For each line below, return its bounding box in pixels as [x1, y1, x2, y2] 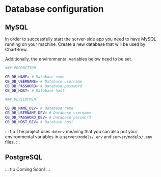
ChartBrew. [5, 47, 28, 52]
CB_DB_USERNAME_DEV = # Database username [5, 111, 91, 116]
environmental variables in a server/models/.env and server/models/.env [5, 134, 153, 140]
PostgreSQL [5, 153, 43, 162]
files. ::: [5, 139, 20, 145]
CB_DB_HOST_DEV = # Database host [5, 119, 74, 124]
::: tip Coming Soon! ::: [5, 166, 50, 172]
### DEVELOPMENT [5, 97, 38, 102]
